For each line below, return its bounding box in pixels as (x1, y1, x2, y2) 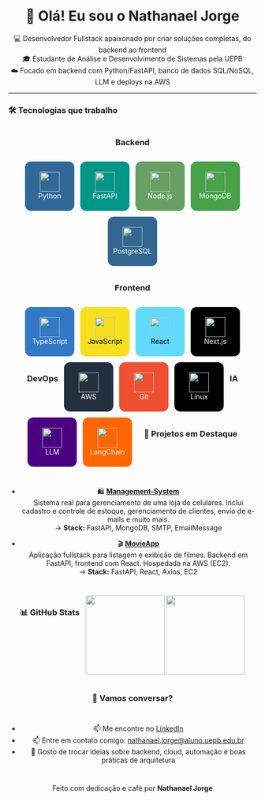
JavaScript (87, 337, 123, 346)
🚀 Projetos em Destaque (144, 428, 238, 439)
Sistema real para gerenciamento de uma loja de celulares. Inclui (33, 497, 244, 507)
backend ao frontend (98, 45, 167, 54)
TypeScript (32, 337, 68, 346)
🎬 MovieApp (117, 538, 160, 548)
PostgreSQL (113, 246, 152, 256)
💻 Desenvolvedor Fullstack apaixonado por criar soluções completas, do (13, 33, 252, 43)
